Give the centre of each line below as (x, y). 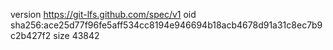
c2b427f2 (31, 35)
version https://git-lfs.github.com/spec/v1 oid (103, 14)
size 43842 (76, 35)
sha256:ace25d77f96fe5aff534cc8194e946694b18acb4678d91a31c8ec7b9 (166, 25)
